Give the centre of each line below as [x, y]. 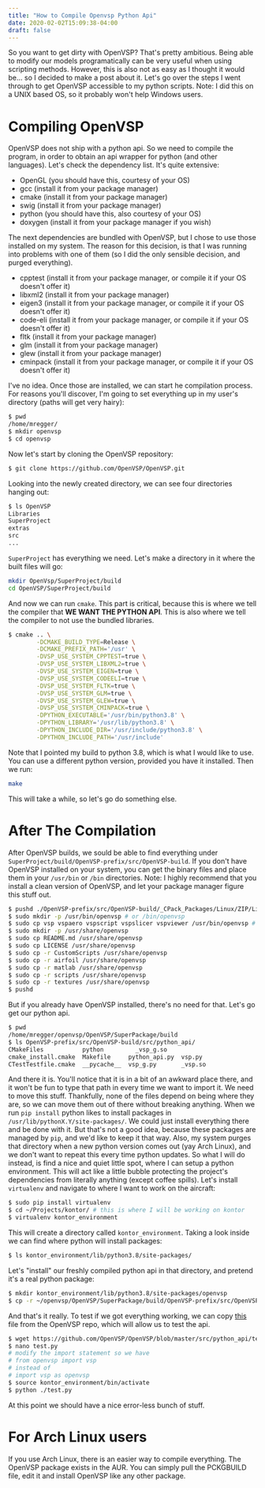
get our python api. [39, 1013]
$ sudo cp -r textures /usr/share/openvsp [79, 982]
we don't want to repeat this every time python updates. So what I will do [127, 1155]
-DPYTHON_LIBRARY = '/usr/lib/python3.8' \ [106, 723]
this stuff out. [30, 894]
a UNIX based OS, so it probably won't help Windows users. [106, 95]
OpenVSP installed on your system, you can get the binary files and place [127, 869]
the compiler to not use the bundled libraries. [81, 620]
